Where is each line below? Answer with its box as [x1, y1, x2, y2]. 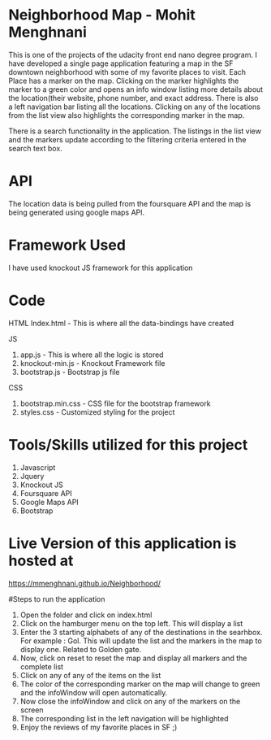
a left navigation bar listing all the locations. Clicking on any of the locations [8, 102, 261, 111]
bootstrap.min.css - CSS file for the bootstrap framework [19, 398, 211, 408]
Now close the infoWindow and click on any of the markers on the [19, 696, 241, 706]
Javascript [19, 462, 56, 472]
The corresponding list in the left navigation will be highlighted [19, 713, 229, 723]
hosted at [8, 551, 74, 570]
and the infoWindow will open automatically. [19, 687, 168, 697]
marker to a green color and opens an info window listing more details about [8, 84, 264, 94]
